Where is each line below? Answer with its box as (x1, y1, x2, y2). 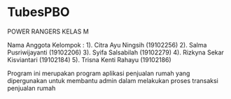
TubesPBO (7, 4, 70, 20)
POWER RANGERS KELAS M (7, 27, 89, 36)
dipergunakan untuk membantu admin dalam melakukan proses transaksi (7, 76, 219, 84)
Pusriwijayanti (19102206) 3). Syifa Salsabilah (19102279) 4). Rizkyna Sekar (7, 48, 224, 56)
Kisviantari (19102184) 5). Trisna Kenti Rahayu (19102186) (7, 55, 171, 63)
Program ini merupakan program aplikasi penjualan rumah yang (7, 69, 190, 77)
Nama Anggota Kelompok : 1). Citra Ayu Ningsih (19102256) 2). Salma (7, 40, 207, 49)
